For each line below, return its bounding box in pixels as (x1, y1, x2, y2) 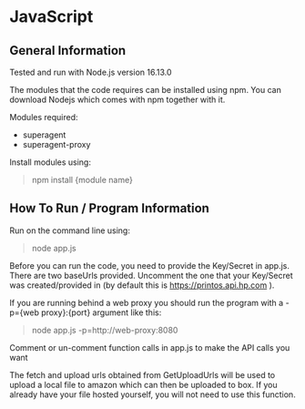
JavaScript (9, 6, 94, 27)
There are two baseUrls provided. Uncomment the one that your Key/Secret (9, 270, 293, 281)
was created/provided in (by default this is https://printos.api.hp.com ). (9, 280, 275, 291)
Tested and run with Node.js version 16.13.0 (9, 66, 172, 77)
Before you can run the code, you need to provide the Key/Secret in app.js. (9, 260, 290, 271)
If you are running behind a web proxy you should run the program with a (9, 297, 284, 308)
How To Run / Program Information (9, 200, 209, 216)
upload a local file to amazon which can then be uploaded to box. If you (9, 379, 278, 390)
